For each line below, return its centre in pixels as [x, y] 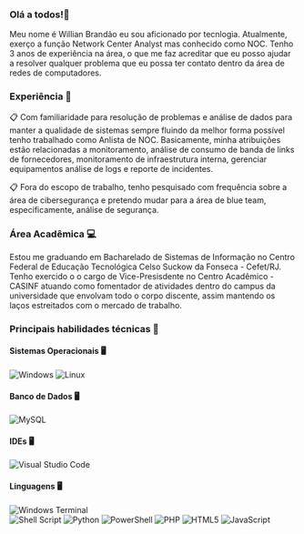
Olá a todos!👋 [40, 15]
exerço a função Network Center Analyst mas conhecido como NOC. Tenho [152, 44]
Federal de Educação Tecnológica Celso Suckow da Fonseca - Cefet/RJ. [146, 267]
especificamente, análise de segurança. [84, 209]
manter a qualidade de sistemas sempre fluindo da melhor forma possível [147, 130]
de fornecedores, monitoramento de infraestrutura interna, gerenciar [138, 159]
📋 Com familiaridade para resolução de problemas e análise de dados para [151, 116]
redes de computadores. [56, 73]
